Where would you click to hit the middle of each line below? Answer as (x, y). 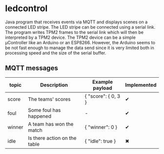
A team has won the (51, 124)
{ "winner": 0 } (101, 127)
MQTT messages (32, 68)
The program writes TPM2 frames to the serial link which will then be (74, 32)
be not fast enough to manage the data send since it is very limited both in (80, 48)
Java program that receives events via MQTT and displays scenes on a (76, 22)
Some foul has (44, 110)
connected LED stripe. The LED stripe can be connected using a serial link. (80, 27)
